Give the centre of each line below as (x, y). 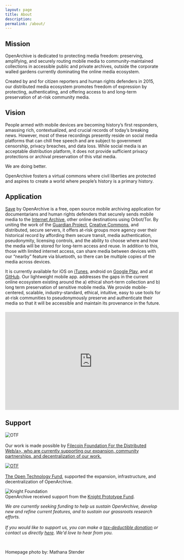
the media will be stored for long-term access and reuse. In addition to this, (82, 246)
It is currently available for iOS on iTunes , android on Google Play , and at (79, 271)
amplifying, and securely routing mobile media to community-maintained (79, 61)
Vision (15, 113)
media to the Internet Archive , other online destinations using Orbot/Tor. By (82, 219)
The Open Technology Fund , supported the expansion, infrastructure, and (81, 476)
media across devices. (28, 261)
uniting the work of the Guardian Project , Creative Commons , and (72, 224)
